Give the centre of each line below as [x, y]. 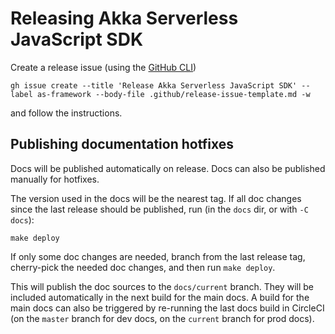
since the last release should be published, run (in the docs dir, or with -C [159, 209]
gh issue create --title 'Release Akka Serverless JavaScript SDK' [154, 85]
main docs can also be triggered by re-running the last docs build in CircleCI [167, 308]
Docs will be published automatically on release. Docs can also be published [168, 168]
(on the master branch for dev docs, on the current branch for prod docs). [162, 318]
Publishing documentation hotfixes [122, 144]
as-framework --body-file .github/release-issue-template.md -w [173, 94]
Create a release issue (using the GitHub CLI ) [103, 67]
